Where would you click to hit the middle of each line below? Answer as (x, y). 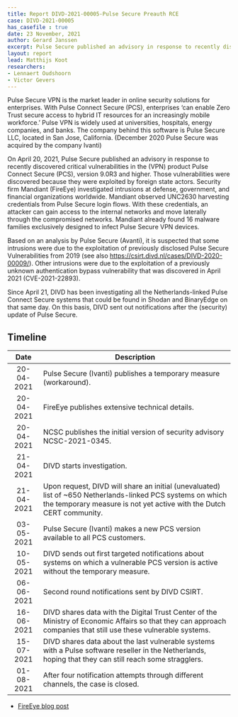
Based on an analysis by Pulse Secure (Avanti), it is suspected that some (113, 241)
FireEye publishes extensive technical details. (118, 407)
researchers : (27, 67)
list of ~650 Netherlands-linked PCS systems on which (135, 496)
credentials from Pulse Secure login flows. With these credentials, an (108, 204)
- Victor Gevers (31, 80)
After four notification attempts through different (123, 675)
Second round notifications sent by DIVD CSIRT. (123, 592)
